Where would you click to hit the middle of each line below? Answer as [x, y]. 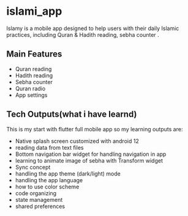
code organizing [36, 193]
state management [39, 199]
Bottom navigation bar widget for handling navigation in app [91, 154]
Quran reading [33, 69]
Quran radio [30, 88]
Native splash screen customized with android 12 [77, 141]
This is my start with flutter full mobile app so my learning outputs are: [95, 129]
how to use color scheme [47, 187]
